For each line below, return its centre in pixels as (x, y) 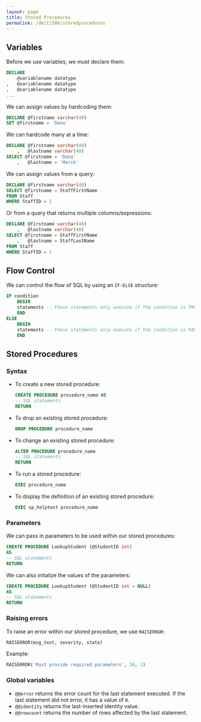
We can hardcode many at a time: (48, 135)
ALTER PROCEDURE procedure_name (55, 451)
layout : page (22, 12)
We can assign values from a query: (51, 174)
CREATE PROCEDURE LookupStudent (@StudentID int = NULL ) (79, 586)
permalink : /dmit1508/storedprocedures (56, 23)
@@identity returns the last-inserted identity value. (77, 706)
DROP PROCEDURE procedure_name (54, 429)
